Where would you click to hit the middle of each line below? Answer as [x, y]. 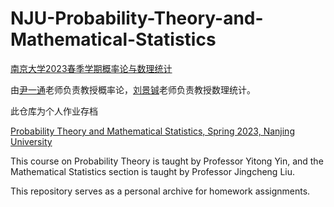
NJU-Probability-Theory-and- [137, 18]
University [31, 141]
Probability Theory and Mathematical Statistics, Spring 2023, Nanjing [152, 131]
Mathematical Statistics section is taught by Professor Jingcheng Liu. [152, 171]
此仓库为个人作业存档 [54, 111]
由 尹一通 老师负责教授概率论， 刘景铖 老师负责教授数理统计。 [133, 89]
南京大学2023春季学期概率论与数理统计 [91, 68]
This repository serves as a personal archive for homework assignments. [160, 191]
